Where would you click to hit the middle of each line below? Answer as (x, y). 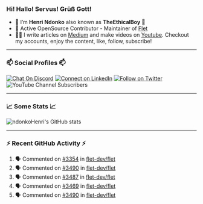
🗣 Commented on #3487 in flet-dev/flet (65, 177)
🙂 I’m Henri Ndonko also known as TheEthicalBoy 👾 (80, 22)
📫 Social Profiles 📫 (36, 63)
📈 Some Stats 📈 (31, 106)
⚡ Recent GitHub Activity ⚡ (46, 143)
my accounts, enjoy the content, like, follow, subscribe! (83, 42)
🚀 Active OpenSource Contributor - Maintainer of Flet (81, 28)
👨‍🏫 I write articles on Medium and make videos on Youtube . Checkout (102, 35)
